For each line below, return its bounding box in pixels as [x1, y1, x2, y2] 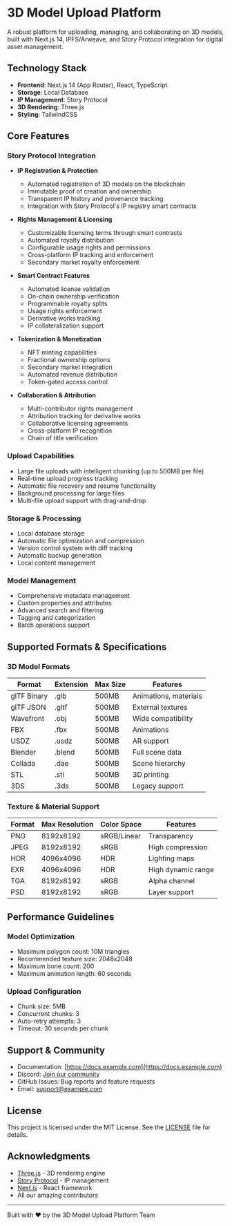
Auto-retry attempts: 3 [17, 1017, 81, 1026]
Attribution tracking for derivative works [27, 412, 142, 420]
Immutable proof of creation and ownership [27, 187, 152, 196]
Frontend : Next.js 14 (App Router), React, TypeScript [17, 81, 168, 89]
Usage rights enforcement [27, 307, 102, 315]
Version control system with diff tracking [17, 544, 133, 552]
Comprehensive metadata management [17, 592, 130, 600]
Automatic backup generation [17, 551, 102, 560]
